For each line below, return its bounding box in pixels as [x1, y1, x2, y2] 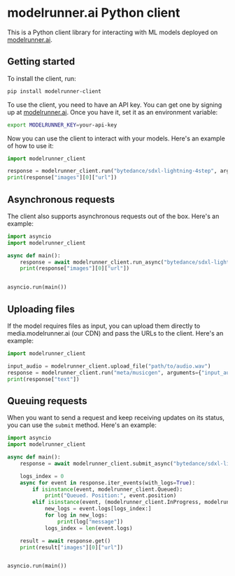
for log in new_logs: [44, 512, 108, 519]
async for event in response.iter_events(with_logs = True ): [20, 479, 196, 487]
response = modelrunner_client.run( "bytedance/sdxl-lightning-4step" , [7, 168, 218, 175]
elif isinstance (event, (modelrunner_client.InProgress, [32, 498, 201, 506]
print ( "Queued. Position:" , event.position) [44, 492, 177, 499]
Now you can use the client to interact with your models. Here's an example [7, 134, 225, 143]
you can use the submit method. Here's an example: [7, 421, 157, 429]
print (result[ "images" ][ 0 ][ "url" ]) [20, 544, 124, 551]
